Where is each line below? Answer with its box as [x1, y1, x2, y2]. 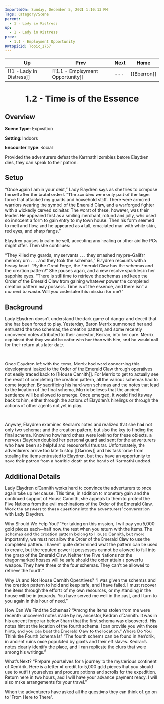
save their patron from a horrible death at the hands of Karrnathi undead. [5, 458, 152, 464]
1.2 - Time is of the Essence [25, 93, 139, 104]
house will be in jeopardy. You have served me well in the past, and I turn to [5, 593, 157, 599]
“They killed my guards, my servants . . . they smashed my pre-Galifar [5, 252, 145, 258]
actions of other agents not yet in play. [5, 403, 82, 409]
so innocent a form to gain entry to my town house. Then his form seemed [5, 218, 155, 223]
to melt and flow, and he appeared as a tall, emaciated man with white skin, [5, 223, 156, 229]
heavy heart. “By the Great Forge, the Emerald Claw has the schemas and [5, 263, 153, 268]
